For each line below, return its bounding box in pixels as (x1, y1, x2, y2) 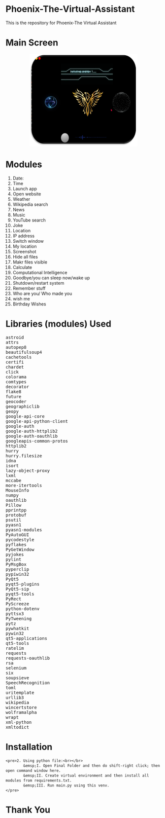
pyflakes (5, 542, 27, 547)
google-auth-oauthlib (5, 433, 58, 439)
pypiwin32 (5, 571, 29, 577)
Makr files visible (12, 259, 47, 265)
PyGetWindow (5, 547, 34, 552)
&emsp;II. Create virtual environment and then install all (23, 773, 149, 778)
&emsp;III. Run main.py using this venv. (23, 783, 110, 788)
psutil (5, 517, 22, 522)
